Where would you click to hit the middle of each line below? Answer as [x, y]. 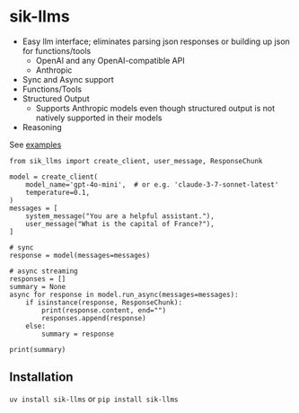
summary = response [78, 334]
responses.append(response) [94, 318]
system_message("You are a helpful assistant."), [120, 216]
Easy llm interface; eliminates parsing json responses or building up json [156, 41]
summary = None [38, 286]
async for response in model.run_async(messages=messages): [124, 294]
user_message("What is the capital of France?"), [120, 224]
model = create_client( [54, 177]
